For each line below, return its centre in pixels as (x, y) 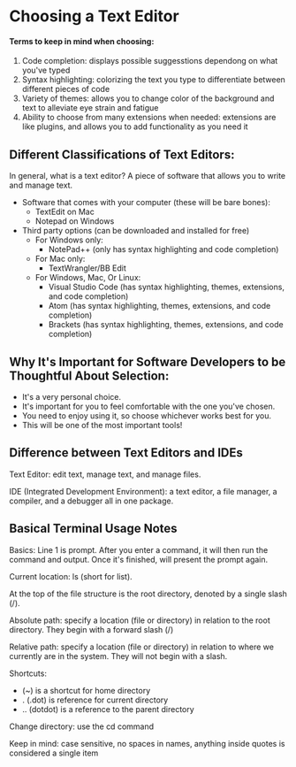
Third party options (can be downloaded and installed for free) (136, 231)
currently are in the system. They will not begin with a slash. (118, 656)
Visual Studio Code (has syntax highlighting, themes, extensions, (167, 287)
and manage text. (41, 185)
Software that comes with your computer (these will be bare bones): (146, 203)
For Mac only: (60, 259)
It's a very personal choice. (72, 397)
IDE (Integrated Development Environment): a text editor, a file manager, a (143, 491)
